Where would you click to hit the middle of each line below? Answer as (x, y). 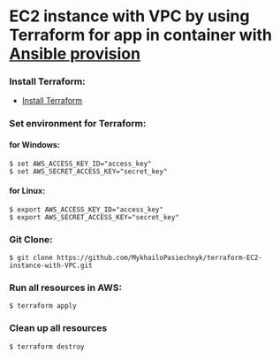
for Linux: (27, 191)
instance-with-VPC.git (51, 266)
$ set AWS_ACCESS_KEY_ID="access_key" (80, 164)
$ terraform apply (43, 306)
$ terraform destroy (47, 347)
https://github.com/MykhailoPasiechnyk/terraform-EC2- (159, 258)
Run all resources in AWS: (65, 287)
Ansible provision (75, 54)
